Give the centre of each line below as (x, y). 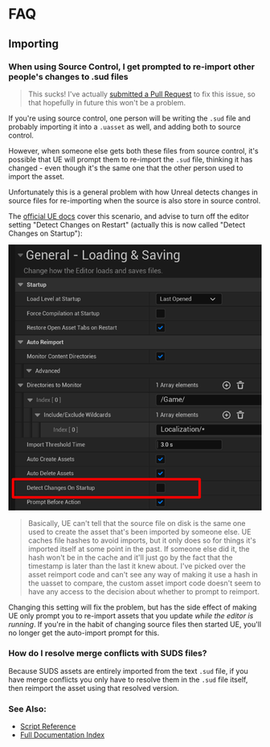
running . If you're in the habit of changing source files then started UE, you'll (135, 624)
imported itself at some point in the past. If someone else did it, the (139, 548)
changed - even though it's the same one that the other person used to (126, 168)
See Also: (27, 708)
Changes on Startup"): (45, 233)
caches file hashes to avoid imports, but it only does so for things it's (142, 540)
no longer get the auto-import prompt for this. (84, 633)
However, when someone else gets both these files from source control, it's (133, 150)
